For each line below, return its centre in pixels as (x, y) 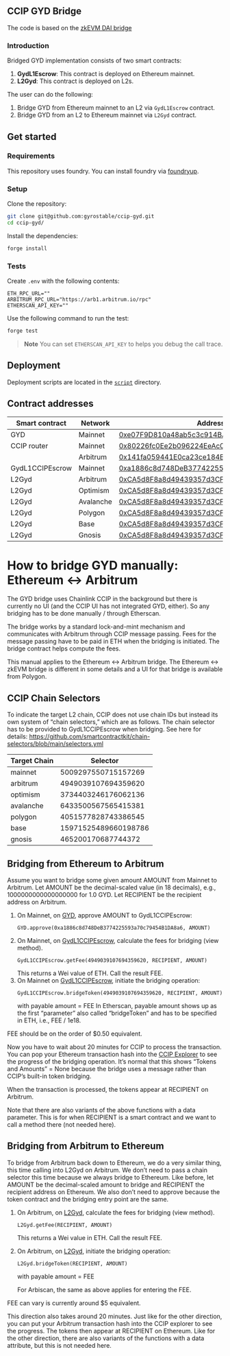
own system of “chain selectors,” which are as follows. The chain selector (111, 722)
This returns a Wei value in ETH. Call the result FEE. (90, 1237)
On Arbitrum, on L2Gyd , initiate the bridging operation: (94, 1251)
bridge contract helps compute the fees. (64, 648)
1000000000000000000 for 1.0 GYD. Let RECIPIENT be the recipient (104, 895)
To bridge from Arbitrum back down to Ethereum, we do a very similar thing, (114, 1162)
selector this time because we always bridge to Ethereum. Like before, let (111, 1177)
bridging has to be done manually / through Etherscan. (84, 613)
